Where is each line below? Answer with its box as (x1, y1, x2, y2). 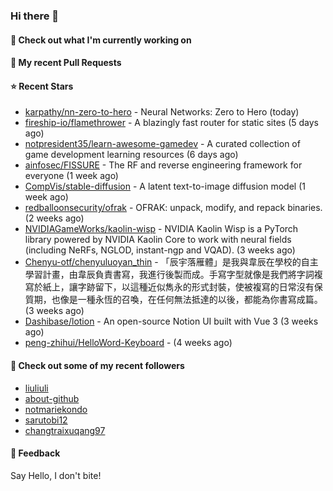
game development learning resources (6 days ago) (24, 149, 239, 161)
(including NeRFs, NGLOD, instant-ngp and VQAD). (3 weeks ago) (24, 244, 296, 256)
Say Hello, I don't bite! (10, 469, 102, 481)
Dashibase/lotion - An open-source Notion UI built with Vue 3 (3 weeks (24, 315, 319, 328)
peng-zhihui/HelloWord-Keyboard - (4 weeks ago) (24, 337, 233, 349)
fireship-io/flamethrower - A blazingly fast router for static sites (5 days (24, 117, 319, 129)
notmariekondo (24, 403, 88, 415)
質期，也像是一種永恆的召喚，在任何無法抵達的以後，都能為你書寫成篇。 (24, 294, 323, 306)
